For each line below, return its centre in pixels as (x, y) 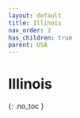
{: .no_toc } (26, 106)
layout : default (35, 15)
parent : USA (28, 45)
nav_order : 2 (30, 30)
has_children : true (40, 38)
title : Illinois (35, 23)
